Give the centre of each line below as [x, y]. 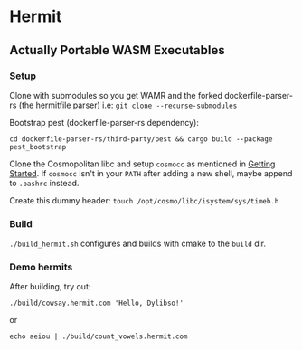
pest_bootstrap [38, 147]
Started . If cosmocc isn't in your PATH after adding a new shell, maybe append [151, 173]
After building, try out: [50, 287]
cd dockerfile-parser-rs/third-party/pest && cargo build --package [141, 139]
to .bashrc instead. [44, 183]
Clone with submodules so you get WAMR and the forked [116, 95]
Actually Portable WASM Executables [117, 50]
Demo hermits [41, 267]
